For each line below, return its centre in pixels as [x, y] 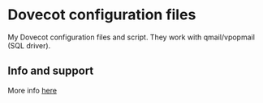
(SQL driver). [29, 45]
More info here [32, 90]
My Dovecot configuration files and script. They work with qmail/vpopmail [131, 37]
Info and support [51, 71]
